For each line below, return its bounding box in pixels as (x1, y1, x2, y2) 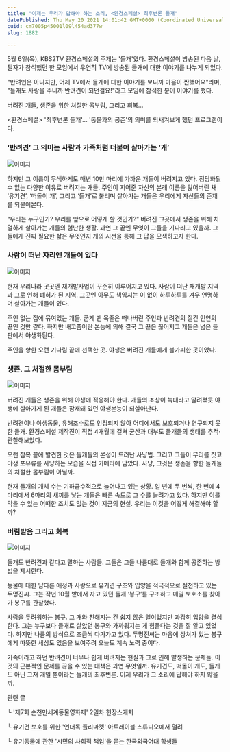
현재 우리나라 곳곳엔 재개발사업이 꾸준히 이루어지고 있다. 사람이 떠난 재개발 (7, 282, 207, 290)
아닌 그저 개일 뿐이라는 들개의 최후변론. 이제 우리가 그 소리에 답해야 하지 (14, 670, 206, 679)
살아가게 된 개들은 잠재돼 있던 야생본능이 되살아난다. (19, 404, 159, 413)
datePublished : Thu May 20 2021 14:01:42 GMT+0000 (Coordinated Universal (7, 16, 225, 23)
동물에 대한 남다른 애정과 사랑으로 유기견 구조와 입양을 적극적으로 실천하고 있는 (7, 581, 218, 590)
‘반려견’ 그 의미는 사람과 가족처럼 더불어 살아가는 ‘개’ (7, 143, 170, 153)
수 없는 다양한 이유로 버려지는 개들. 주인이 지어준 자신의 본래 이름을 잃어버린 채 (7, 183, 217, 191)
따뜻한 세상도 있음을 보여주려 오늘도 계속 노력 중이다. (19, 639, 161, 647)
